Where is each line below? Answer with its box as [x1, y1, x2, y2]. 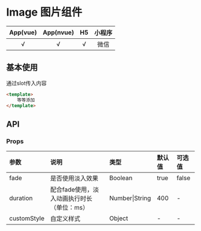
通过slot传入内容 [6, 79, 47, 87]
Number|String [109, 194, 151, 202]
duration [9, 194, 33, 202]
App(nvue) [42, 28, 75, 37]
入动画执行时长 [50, 194, 93, 203]
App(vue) [9, 28, 37, 37]
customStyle [9, 214, 45, 223]
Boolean [109, 174, 133, 183]
